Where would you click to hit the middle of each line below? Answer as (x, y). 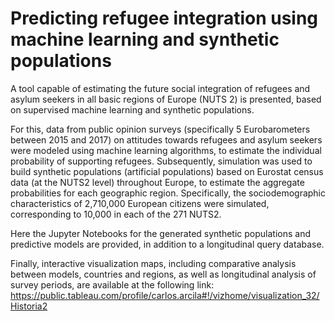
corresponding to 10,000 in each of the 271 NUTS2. (116, 214)
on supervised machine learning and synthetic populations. (132, 109)
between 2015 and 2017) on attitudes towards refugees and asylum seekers (166, 139)
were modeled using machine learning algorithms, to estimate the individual (166, 150)
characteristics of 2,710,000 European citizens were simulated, (140, 203)
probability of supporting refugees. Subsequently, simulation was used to (161, 161)
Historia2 (29, 306)
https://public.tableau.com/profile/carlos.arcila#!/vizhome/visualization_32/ (165, 295)
